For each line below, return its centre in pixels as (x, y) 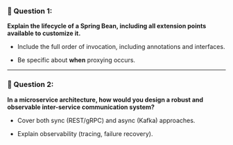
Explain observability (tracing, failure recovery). (85, 133)
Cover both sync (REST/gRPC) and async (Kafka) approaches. (106, 120)
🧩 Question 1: (30, 11)
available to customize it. (44, 33)
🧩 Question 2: (31, 84)
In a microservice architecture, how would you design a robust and (105, 99)
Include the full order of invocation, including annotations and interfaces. (121, 47)
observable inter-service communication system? (81, 107)
